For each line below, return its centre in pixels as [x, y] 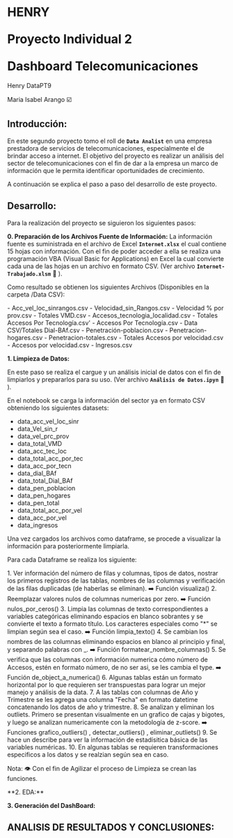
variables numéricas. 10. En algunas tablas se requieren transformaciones [113, 747]
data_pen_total [38, 502]
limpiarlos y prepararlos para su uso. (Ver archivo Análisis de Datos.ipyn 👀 [116, 379]
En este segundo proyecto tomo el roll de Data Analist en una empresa [110, 141]
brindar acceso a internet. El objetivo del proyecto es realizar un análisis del [115, 156]
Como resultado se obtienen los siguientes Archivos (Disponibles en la [109, 287]
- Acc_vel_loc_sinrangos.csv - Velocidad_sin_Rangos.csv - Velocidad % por [115, 308]
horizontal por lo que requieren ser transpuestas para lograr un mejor [107, 684]
